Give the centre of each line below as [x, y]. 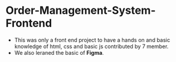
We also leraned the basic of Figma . [59, 52]
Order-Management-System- [81, 11]
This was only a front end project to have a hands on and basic [92, 40]
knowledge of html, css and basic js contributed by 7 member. [91, 46]
